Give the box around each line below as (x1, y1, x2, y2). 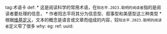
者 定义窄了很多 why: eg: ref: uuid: (5, 23, 74, 29)
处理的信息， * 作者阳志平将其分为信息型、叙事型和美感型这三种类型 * (18, 10, 162, 16)
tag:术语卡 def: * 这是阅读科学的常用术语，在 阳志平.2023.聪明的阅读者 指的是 (5, 4, 157, 10)
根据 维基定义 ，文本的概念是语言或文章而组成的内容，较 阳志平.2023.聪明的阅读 (5, 17, 162, 22)
